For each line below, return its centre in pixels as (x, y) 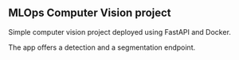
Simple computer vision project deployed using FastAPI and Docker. (119, 32)
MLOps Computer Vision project (90, 13)
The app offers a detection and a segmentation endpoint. (102, 47)
